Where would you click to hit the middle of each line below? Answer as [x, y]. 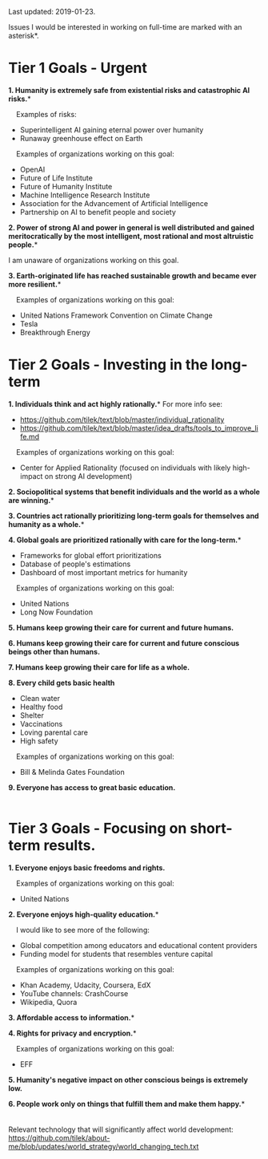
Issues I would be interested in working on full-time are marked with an [125, 27]
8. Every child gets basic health [62, 683]
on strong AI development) [88, 476]
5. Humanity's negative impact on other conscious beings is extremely [128, 1080]
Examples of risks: [46, 114]
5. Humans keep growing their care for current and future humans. [121, 627]
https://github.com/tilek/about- [59, 1137]
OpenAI [32, 169]
